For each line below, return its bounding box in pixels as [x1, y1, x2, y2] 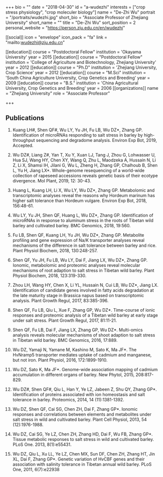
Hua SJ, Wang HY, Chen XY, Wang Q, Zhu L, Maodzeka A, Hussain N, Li [12, 157, 156, 163]
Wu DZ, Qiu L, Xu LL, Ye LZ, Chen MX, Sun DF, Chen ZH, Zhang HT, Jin [12, 451, 155, 457]
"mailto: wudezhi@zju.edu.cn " [5, 40, 65, 45]
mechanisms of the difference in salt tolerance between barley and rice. [12, 242, 157, 248]
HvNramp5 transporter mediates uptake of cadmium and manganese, [12, 352, 152, 358]
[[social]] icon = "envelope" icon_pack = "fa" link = [5, 34, 108, 40]
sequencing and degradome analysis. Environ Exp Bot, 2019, [36, 137, 157, 143]
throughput [12, 137, 35, 143]
